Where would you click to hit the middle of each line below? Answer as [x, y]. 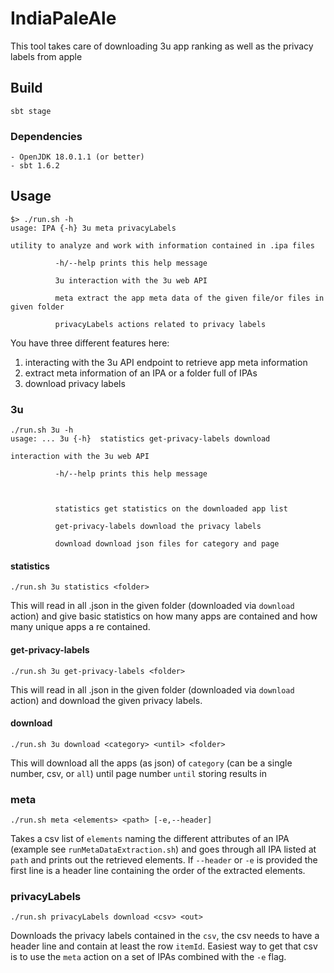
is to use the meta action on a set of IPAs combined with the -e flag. [148, 957]
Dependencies [46, 136]
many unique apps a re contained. [80, 627]
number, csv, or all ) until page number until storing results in [138, 773]
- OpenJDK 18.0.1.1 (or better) [77, 157]
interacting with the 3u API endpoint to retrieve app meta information [166, 362]
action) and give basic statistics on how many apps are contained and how [164, 616]
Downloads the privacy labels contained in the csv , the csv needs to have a [165, 936]
